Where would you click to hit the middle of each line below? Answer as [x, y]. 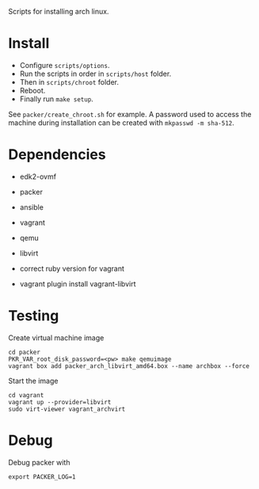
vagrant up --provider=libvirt [60, 402]
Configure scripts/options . [65, 65]
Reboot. [32, 90]
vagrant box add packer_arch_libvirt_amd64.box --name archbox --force [129, 366]
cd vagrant [26, 395]
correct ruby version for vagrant [72, 268]
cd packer [25, 352]
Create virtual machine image [56, 337]
